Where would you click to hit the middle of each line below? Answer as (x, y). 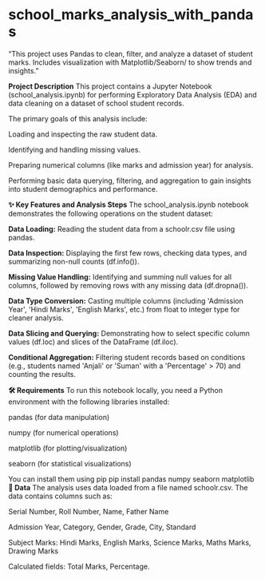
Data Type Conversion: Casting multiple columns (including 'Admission (126, 300)
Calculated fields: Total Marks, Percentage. (79, 566)
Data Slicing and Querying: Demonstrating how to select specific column (129, 333)
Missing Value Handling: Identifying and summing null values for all (120, 276)
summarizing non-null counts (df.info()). (74, 261)
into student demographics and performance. (83, 188)
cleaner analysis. (36, 318)
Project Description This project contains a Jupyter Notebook (111, 86)
